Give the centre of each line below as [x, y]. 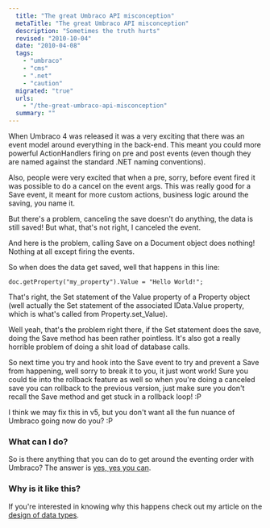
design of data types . [44, 515]
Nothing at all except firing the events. [72, 252]
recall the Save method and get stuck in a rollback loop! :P [105, 397]
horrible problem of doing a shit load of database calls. [100, 347]
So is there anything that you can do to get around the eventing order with [131, 459]
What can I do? [38, 442]
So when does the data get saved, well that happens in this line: [114, 267]
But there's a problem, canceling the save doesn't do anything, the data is [131, 219]
